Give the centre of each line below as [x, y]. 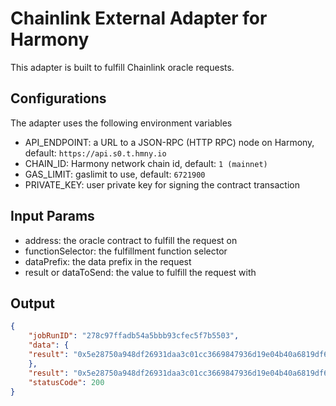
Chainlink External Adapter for [139, 18]
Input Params [52, 216]
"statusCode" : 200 [66, 382]
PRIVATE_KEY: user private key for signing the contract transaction [162, 184]
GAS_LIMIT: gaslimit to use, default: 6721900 [115, 174]
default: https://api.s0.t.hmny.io [95, 153]
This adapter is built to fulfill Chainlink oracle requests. [122, 67]
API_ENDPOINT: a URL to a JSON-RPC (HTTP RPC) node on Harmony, [169, 142]
